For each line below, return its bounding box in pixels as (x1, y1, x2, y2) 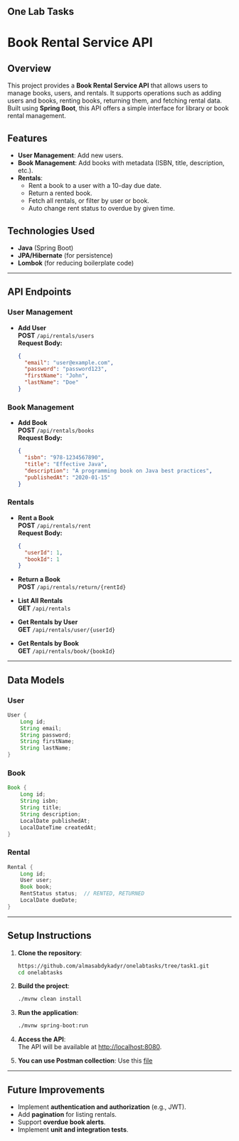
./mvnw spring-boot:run (17, 1022, 89, 1029)
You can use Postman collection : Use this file (17, 1056, 153, 1065)
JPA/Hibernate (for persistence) (17, 251, 113, 260)
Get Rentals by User (17, 618, 78, 626)
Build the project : (17, 982, 70, 990)
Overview (7, 62, 52, 74)
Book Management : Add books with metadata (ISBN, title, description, (17, 159, 225, 167)
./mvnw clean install (17, 996, 82, 1003)
